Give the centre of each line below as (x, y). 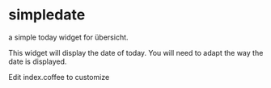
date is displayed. (38, 61)
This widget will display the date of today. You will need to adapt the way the (136, 52)
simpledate (47, 15)
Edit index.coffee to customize (59, 77)
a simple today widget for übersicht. (68, 37)
